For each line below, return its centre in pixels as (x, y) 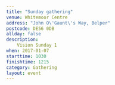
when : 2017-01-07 (28, 51)
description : (22, 40)
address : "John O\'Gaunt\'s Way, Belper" (58, 23)
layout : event (24, 73)
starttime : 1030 (26, 56)
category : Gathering (32, 67)
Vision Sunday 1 (37, 45)
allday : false (24, 34)
